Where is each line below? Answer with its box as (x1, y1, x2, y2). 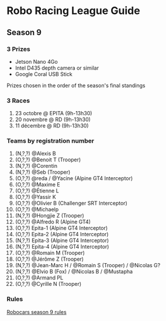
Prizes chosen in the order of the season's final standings (6, 82, 146, 89)
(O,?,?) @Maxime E (15, 181, 60, 188)
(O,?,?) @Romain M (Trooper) (15, 250, 85, 257)
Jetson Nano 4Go (15, 58, 58, 65)
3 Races (6, 96, 30, 105)
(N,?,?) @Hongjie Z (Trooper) (15, 212, 84, 219)
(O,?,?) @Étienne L (15, 187, 59, 194)
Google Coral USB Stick (15, 70, 72, 77)
